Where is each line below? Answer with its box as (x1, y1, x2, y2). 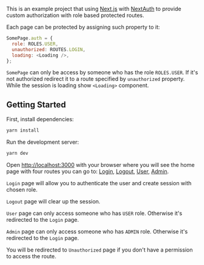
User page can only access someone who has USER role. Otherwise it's (6, 210, 183, 217)
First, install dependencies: (6, 116, 74, 123)
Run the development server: (6, 138, 79, 146)
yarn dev (6, 150, 29, 157)
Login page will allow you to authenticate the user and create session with (6, 179, 192, 186)
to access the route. (6, 252, 57, 260)
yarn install (6, 127, 40, 133)
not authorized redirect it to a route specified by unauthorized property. (6, 76, 185, 83)
